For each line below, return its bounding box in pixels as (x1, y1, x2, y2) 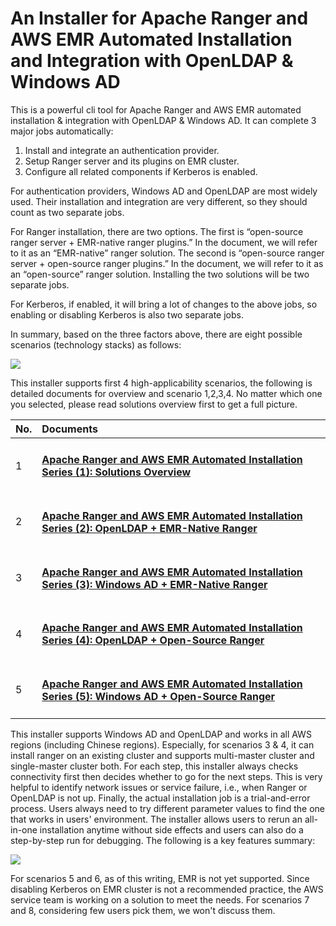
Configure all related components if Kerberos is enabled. (24, 165, 258, 177)
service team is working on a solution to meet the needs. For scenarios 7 (10, 894, 310, 906)
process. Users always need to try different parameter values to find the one (10, 803, 325, 815)
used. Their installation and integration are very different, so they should (10, 195, 308, 207)
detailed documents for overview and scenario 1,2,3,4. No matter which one (10, 387, 323, 399)
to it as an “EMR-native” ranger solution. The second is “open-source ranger (10, 247, 325, 259)
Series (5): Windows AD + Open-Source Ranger (41, 689, 276, 703)
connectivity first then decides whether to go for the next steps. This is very (10, 771, 323, 783)
